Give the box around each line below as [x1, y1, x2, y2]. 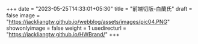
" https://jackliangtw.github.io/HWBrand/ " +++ [6, 31, 120, 37]
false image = [6, 12, 40, 19]
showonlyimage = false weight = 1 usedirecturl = [6, 24, 127, 32]
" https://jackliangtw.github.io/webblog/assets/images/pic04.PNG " [6, 18, 170, 25]
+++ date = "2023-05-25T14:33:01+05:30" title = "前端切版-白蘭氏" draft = [6, 5, 193, 12]
